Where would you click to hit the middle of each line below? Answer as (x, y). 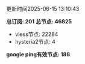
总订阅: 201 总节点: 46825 (39, 22)
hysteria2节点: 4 (35, 42)
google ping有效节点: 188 (38, 54)
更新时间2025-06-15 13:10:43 (43, 9)
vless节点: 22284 (36, 34)
